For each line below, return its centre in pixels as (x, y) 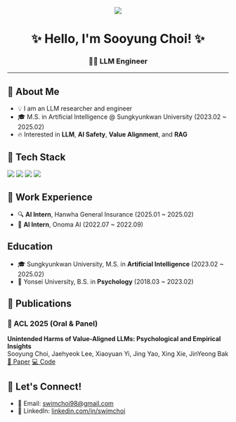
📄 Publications (39, 303)
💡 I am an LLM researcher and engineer (75, 108)
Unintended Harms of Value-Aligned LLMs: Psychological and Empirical (114, 339)
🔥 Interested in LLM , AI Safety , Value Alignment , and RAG (102, 134)
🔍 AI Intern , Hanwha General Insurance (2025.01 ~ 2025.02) (106, 214)
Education (30, 247)
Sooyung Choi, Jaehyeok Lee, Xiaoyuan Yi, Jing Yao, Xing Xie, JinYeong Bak (118, 354)
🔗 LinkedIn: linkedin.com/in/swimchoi (71, 411)
